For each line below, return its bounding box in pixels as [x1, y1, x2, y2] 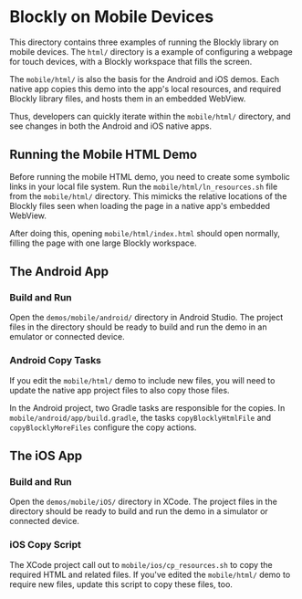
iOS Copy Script [9, 539, 82, 552]
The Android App [9, 264, 109, 279]
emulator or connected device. [9, 331, 125, 342]
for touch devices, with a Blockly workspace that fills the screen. [9, 56, 253, 67]
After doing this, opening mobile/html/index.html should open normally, [9, 227, 280, 238]
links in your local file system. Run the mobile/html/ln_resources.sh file [9, 181, 278, 192]
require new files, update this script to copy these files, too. [9, 578, 233, 590]
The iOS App [9, 448, 83, 464]
